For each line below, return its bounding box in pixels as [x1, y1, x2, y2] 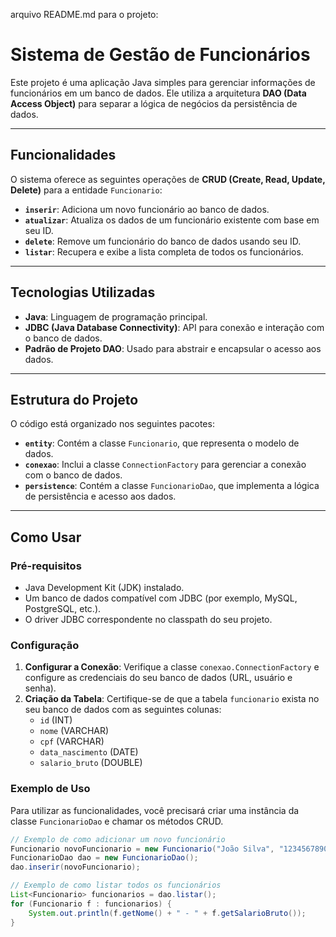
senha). [24, 682, 57, 694]
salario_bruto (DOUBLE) [39, 757, 143, 769]
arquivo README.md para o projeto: [10, 9, 159, 20]
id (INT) [39, 714, 73, 726]
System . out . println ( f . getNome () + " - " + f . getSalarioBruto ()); [28, 908, 307, 918]
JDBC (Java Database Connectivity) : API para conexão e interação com [24, 321, 325, 333]
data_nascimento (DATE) [39, 746, 139, 758]
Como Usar [10, 529, 82, 546]
